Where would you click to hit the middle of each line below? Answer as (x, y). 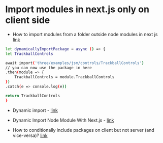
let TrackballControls (29, 54)
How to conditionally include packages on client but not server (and (84, 130)
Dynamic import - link (35, 110)
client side (28, 20)
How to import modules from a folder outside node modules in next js (85, 34)
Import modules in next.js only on (77, 9)
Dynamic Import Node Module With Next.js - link (63, 120)
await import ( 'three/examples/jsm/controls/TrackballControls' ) (75, 63)
